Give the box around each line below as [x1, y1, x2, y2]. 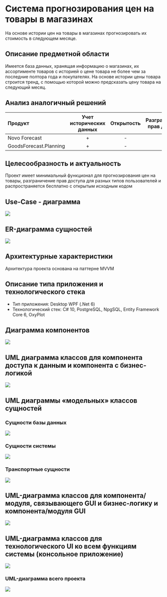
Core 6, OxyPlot [12, 311, 45, 317]
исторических [70, 120, 106, 127]
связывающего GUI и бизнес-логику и [33, 499, 158, 507]
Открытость [110, 120, 141, 127]
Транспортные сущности [5, 466, 70, 473]
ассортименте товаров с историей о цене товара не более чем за [5, 68, 146, 74]
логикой [5, 369, 32, 377]
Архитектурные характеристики [5, 252, 113, 261]
